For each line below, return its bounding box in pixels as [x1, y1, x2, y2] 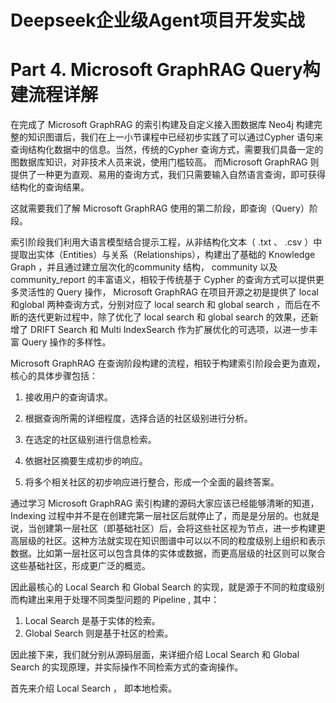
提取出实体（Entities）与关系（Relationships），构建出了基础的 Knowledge [10, 249, 316, 261]
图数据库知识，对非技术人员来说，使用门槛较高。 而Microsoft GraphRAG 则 [10, 156, 320, 168]
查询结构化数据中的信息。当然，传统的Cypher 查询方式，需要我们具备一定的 [10, 144, 324, 156]
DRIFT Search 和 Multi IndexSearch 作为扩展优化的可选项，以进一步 [29, 324, 310, 336]
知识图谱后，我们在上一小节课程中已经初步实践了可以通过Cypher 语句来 [27, 131, 324, 143]
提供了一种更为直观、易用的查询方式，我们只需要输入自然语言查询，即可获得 [10, 169, 326, 181]
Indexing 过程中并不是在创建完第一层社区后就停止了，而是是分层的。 [10, 510, 294, 522]
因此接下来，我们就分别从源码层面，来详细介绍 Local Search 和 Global [10, 649, 300, 661]
